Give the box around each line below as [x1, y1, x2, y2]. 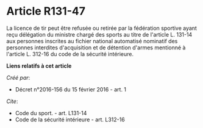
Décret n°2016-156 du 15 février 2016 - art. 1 [15, 85, 127, 93]
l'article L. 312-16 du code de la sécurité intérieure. [6, 50, 134, 57]
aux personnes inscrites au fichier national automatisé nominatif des [6, 37, 178, 44]
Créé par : [6, 74, 30, 81]
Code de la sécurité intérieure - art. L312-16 [15, 116, 125, 123]
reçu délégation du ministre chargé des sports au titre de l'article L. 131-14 [6, 30, 193, 38]
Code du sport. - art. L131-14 [15, 109, 87, 116]
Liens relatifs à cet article [6, 62, 72, 69]
